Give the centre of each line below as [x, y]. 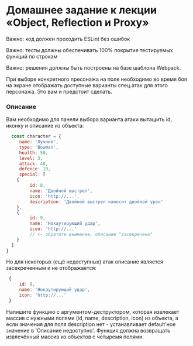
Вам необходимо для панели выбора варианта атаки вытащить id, [89, 119]
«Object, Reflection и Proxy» [77, 23]
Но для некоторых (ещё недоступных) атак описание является [85, 262]
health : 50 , [34, 153]
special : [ [32, 174]
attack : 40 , [34, 164]
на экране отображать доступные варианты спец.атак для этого [87, 85]
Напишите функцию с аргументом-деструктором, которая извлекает [93, 311]
